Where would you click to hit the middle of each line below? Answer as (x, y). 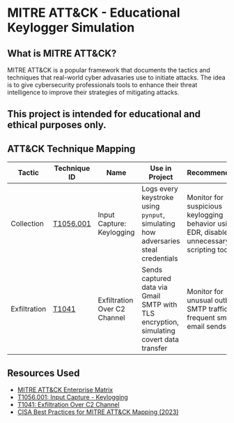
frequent (201, 318)
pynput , (154, 215)
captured (157, 279)
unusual (200, 300)
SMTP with (159, 305)
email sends (206, 327)
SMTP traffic (208, 309)
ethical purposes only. (57, 125)
